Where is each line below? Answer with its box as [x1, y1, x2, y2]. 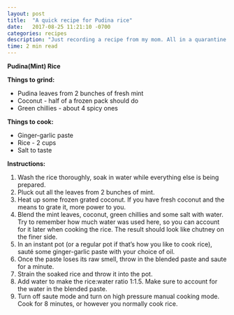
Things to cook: [7, 118, 54, 126]
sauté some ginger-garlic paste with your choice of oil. [17, 248, 175, 255]
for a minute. [17, 262, 54, 270]
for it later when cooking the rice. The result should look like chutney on [17, 225, 225, 233]
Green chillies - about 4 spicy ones [17, 104, 119, 112]
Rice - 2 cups [17, 139, 57, 147]
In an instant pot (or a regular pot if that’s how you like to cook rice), [17, 240, 213, 248]
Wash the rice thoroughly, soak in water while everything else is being [17, 173, 219, 181]
